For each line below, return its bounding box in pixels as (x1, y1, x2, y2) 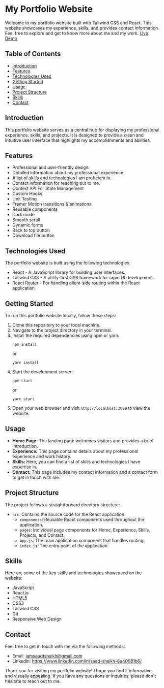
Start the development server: (12, 369, 73, 375)
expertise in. (12, 464, 38, 470)
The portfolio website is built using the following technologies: (5, 260, 131, 266)
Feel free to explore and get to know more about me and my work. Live (5, 30, 148, 36)
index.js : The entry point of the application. (19, 543, 109, 549)
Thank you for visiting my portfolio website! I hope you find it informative (5, 668, 152, 674)
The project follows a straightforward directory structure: (5, 501, 120, 508)
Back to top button (12, 228, 50, 233)
